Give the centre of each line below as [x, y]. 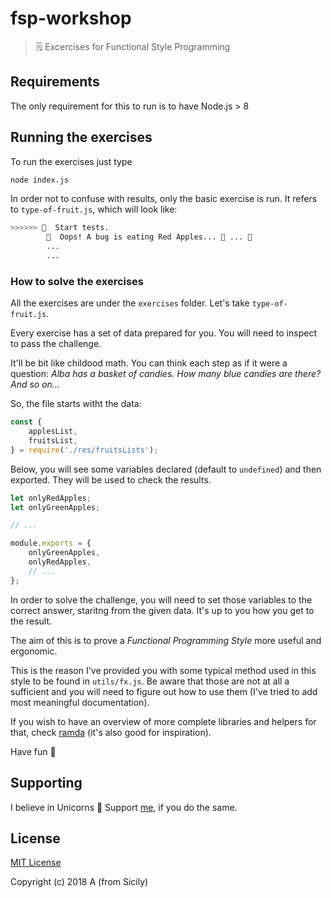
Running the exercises [81, 137]
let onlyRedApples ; [51, 498]
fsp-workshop [71, 18]
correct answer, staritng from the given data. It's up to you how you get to [162, 610]
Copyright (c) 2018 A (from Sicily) [79, 882]
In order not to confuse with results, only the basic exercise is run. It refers [164, 199]
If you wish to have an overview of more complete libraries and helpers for [163, 721]
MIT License [36, 863]
